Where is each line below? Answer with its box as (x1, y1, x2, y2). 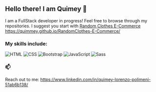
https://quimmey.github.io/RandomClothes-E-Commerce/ (5, 28, 120, 34)
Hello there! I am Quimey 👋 (5, 5, 87, 13)
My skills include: (5, 40, 48, 47)
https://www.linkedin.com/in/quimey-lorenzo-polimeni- (40, 76, 151, 83)
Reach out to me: (5, 76, 39, 83)
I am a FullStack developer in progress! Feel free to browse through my (5, 18, 148, 23)
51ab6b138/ (5, 82, 28, 88)
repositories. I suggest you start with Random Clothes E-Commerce (5, 23, 141, 29)
